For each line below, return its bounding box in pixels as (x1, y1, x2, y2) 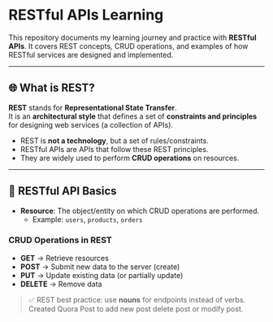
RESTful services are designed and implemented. (8, 50, 174, 59)
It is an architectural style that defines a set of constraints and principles (8, 111, 258, 121)
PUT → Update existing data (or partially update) (19, 270, 184, 280)
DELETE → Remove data (19, 279, 102, 289)
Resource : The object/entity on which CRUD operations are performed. (19, 206, 260, 215)
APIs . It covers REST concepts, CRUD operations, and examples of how (8, 41, 249, 50)
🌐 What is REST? (8, 81, 95, 95)
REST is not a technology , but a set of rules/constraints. (19, 136, 209, 146)
